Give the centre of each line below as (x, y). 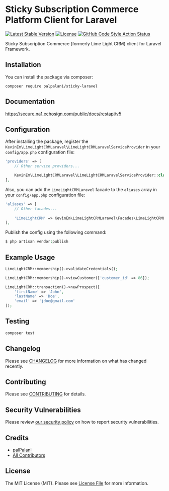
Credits (17, 438)
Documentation (30, 102)
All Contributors (29, 455)
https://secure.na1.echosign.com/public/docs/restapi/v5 (63, 114)
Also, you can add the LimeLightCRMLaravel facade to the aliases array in (81, 189)
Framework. (18, 49)
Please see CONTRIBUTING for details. (46, 394)
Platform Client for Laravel (61, 20)
